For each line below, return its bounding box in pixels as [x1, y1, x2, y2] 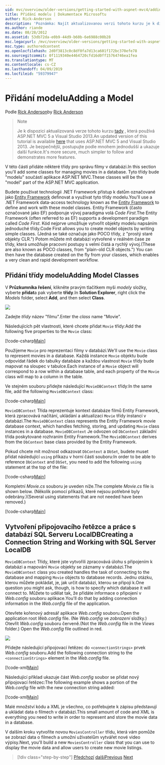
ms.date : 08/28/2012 [5, 30, 48, 35]
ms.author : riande [5, 26, 43, 31]
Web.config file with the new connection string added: [5, 685, 115, 691]
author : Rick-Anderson [5, 16, 52, 21]
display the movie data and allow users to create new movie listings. [5, 745, 143, 751]
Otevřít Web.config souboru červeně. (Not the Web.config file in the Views [5, 621, 155, 627]
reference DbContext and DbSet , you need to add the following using [5, 459, 142, 465]
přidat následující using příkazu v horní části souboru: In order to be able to [5, 454, 156, 460]
